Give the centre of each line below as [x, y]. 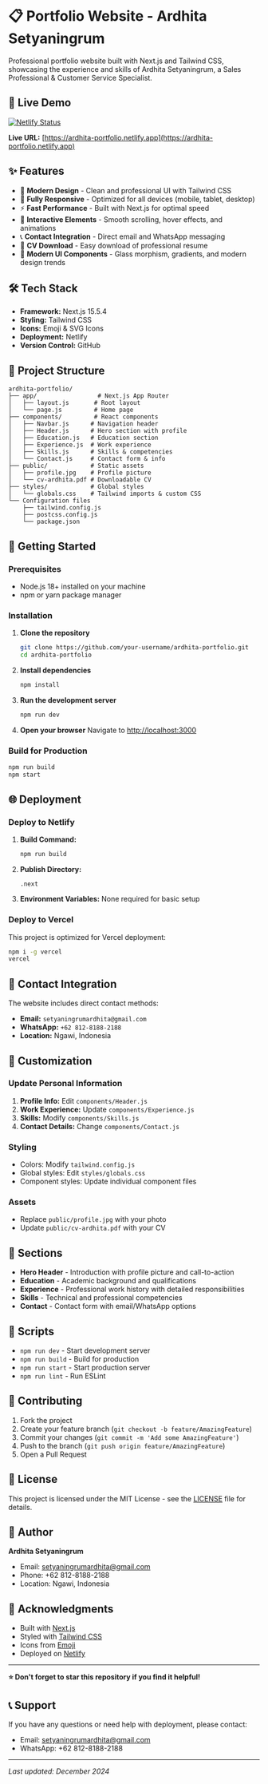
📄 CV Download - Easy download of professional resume [114, 245]
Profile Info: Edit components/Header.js [83, 1100]
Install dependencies [55, 670]
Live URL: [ [27, 137]
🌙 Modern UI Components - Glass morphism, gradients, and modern [133, 254]
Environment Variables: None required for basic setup [110, 899]
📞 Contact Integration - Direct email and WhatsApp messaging [122, 236]
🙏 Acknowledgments [61, 1609]
